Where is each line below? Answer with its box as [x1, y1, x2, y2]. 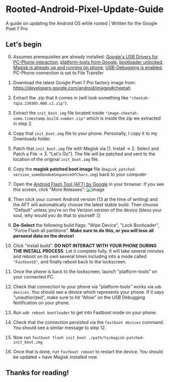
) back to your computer [96, 171, 147, 177]
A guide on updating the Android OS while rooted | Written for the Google [6, 20, 157, 26]
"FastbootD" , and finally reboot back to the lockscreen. [13, 258, 127, 264]
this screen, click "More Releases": [13, 186, 86, 192]
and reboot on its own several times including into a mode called [13, 253, 147, 259]
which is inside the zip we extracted [86, 115, 161, 121]
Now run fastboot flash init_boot [13, 334, 87, 340]
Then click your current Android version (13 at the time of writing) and [13, 196, 158, 202]
